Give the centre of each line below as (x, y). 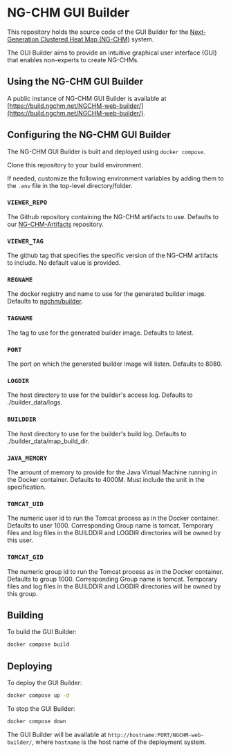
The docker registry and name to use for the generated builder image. (107, 294)
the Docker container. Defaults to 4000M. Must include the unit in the (106, 479)
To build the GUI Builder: (42, 632)
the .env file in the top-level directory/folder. (70, 185)
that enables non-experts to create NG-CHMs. (73, 59)
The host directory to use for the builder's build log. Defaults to (97, 434)
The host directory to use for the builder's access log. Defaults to (100, 395)
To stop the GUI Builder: (41, 708)
